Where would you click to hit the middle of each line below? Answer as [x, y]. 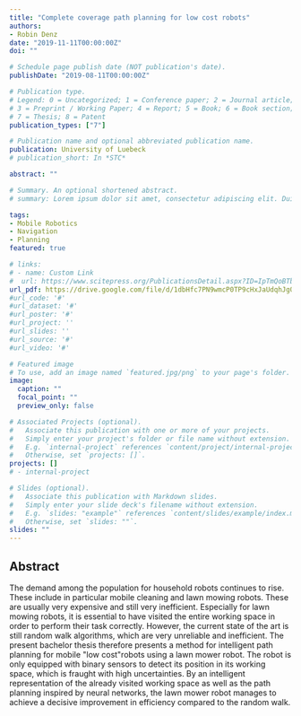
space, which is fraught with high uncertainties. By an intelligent [128, 673]
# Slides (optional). [50, 488]
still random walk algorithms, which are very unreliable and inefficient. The [146, 635]
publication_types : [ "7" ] [57, 125]
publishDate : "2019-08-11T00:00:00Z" [80, 76]
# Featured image [42, 364]
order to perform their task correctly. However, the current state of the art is [149, 625]
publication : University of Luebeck [77, 150]
